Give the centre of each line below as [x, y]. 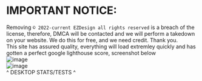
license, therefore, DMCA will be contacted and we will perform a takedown [101, 33]
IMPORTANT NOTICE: [62, 11]
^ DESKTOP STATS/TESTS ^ [41, 72]
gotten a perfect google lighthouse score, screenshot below [81, 53]
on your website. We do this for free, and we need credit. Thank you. [92, 40]
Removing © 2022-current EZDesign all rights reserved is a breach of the [101, 27]
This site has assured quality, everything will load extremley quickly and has [101, 47]
